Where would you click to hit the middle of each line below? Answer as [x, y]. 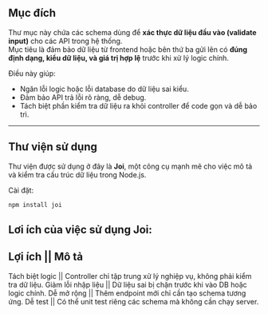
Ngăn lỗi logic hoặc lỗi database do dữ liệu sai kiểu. [104, 89]
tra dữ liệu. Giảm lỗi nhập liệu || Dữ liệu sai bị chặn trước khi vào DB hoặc [128, 284]
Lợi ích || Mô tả [46, 257]
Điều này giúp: [32, 73]
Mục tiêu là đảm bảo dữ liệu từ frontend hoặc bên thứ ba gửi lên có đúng [128, 49]
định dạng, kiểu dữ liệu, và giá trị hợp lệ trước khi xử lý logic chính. [119, 58]
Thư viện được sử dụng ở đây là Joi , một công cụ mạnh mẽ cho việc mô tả [130, 166]
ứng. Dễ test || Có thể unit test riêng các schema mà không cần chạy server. [134, 301]
